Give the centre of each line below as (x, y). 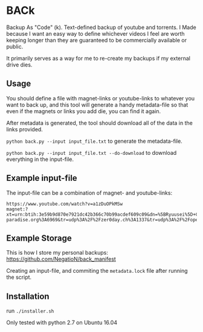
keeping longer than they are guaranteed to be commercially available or (97, 40)
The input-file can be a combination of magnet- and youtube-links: (89, 193)
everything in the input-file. (40, 159)
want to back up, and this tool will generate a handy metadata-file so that (97, 105)
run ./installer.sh (30, 311)
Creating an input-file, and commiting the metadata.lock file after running (97, 271)
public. (15, 47)
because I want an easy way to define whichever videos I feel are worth (96, 33)
